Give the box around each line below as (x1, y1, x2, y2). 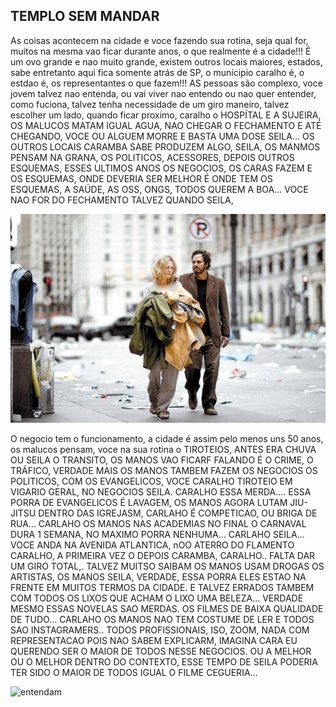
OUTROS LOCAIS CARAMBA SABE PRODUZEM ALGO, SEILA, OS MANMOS (10, 140, 321, 153)
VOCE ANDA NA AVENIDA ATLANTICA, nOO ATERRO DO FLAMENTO (10, 539, 295, 551)
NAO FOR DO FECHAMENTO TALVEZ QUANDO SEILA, (10, 194, 234, 206)
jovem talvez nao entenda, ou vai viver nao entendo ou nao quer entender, (10, 87, 317, 99)
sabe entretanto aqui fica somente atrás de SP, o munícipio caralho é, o (10, 66, 305, 78)
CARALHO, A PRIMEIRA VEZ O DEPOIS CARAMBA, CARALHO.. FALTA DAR (10, 550, 316, 562)
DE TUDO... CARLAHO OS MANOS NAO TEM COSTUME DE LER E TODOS (10, 614, 315, 626)
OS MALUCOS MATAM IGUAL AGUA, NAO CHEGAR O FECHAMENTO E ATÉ (10, 119, 322, 131)
